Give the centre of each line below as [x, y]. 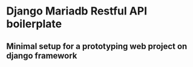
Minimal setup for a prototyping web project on [97, 46]
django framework [42, 56]
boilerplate [34, 24]
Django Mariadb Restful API [77, 11]
